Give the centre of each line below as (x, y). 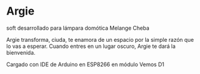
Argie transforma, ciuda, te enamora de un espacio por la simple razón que (100, 39)
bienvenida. (21, 52)
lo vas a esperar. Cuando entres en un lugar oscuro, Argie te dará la (91, 46)
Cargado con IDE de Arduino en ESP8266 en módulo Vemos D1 (85, 64)
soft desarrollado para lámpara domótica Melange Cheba (78, 28)
